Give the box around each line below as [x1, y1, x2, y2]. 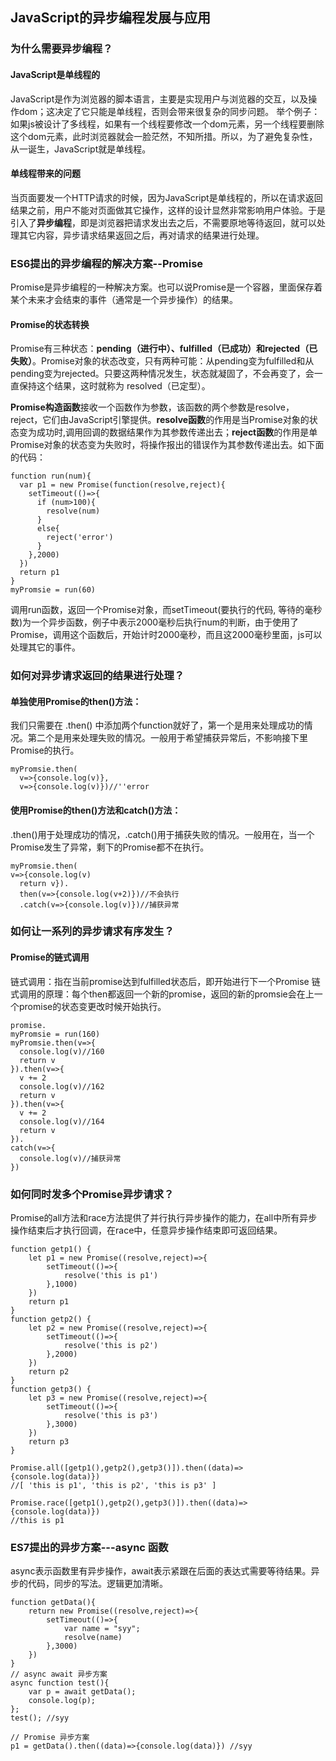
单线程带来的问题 [10, 168, 81, 180]
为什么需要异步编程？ [10, 42, 113, 56]
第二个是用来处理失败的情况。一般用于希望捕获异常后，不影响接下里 [27, 732, 308, 744]
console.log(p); [28, 1696, 97, 1706]
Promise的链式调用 [10, 951, 90, 963]
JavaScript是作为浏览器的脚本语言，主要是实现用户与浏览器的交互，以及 [10, 93, 309, 105]
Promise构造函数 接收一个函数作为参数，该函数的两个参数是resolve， [10, 401, 295, 413]
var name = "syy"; [63, 1624, 141, 1634]
